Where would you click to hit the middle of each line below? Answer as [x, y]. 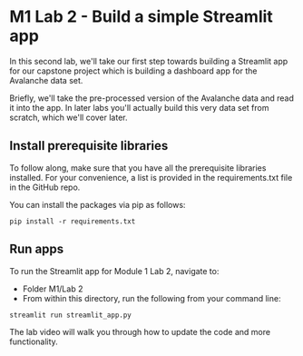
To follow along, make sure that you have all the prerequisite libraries [138, 168]
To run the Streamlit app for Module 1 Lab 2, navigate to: [114, 271]
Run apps [37, 249]
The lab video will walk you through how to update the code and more [140, 331]
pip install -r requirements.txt [73, 221]
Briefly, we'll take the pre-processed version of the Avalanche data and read [152, 98]
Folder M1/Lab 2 [53, 289]
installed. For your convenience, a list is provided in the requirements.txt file [151, 177]
